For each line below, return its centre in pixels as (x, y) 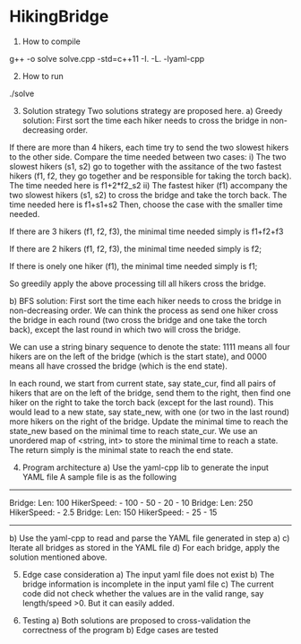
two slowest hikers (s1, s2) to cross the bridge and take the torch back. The (148, 195)
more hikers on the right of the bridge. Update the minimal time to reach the (149, 421)
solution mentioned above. (58, 557)
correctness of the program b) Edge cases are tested (120, 630)
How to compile (51, 41)
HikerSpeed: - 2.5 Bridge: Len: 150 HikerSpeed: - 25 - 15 (113, 512)
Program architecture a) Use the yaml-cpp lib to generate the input (145, 467)
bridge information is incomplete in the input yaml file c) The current (148, 584)
